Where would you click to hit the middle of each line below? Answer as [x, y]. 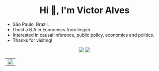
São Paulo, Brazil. [31, 24]
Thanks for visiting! [32, 40]
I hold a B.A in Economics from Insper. [52, 29]
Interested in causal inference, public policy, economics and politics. [83, 35]
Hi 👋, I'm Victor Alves [85, 10]
